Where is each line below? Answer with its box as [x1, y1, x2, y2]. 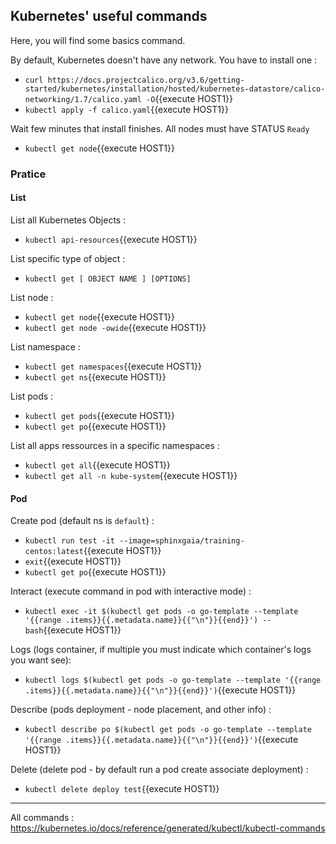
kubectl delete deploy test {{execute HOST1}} [24, 783, 220, 795]
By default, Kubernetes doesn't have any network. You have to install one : [10, 54, 318, 66]
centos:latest [24, 547, 84, 557]
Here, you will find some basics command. [10, 34, 186, 46]
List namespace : [10, 340, 81, 353]
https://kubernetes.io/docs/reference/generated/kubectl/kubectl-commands [10, 822, 326, 834]
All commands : [10, 812, 75, 824]
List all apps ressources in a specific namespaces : [10, 439, 220, 451]
